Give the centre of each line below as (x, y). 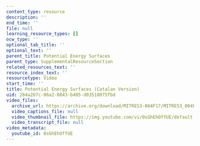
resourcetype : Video (32, 78)
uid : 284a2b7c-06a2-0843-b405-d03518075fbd (61, 95)
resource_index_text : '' (37, 73)
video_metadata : (26, 128)
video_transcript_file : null (48, 123)
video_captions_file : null (45, 111)
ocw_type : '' (22, 39)
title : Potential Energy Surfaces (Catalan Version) (73, 89)
